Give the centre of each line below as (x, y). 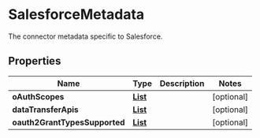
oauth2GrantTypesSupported (69, 122)
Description (182, 83)
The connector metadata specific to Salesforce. (85, 36)
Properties (35, 61)
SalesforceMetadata (76, 15)
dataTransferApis (45, 110)
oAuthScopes (38, 96)
